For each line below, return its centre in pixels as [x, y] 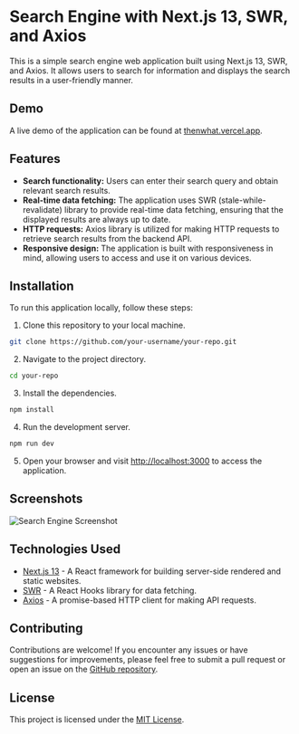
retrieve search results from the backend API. [107, 238]
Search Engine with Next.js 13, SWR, [149, 17]
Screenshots [46, 499]
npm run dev [32, 443]
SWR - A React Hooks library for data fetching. [110, 590]
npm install [32, 410]
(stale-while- [242, 200]
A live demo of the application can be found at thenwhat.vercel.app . [136, 130]
